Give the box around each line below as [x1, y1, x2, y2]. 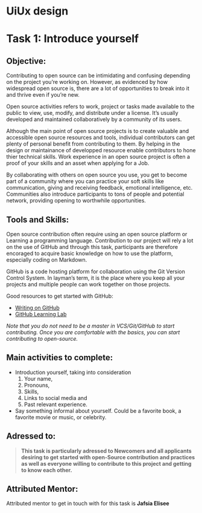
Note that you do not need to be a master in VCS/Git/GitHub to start [6, 322, 175, 329]
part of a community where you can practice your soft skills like [6, 178, 164, 185]
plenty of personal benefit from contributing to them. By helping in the [6, 140, 180, 147]
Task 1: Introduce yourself [6, 32, 139, 46]
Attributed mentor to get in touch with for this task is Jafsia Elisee [6, 500, 170, 507]
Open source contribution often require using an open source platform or [6, 231, 188, 237]
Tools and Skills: [6, 215, 69, 225]
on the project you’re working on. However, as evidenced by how [6, 79, 168, 86]
